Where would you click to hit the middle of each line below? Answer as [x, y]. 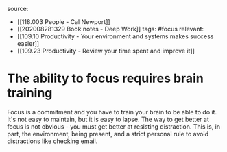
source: [18, 9]
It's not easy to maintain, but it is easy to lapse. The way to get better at [108, 119]
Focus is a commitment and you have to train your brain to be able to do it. [112, 112]
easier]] [28, 43]
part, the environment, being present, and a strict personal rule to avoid [108, 134]
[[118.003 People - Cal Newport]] [64, 22]
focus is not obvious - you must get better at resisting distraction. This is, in [114, 126]
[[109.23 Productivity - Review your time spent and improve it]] [106, 51]
